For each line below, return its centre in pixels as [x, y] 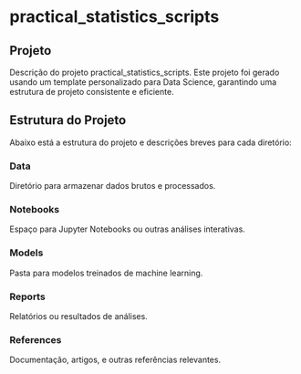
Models [26, 253]
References [36, 339]
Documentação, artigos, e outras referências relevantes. [115, 360]
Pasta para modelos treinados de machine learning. [106, 273]
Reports [27, 296]
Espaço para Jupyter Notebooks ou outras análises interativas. [128, 229]
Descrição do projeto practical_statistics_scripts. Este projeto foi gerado [145, 72]
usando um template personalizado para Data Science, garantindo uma [143, 82]
